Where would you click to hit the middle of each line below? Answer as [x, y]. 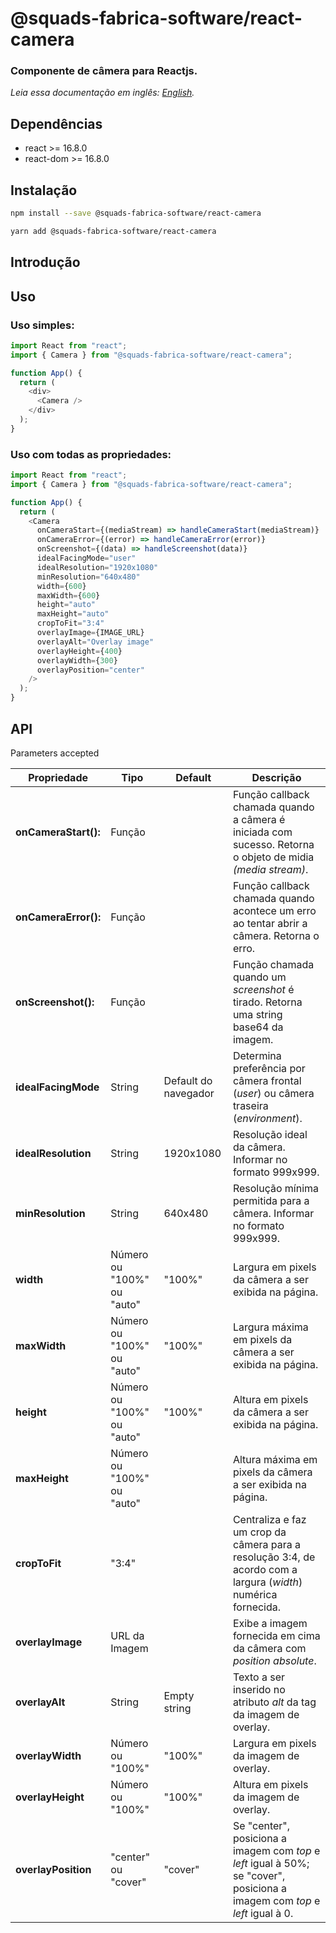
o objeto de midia [273, 857]
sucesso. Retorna [273, 844]
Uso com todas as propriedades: [91, 454]
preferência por [269, 1068]
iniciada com [262, 832]
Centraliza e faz [269, 1519]
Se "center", [261, 1825]
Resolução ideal [270, 1134]
